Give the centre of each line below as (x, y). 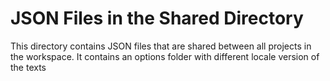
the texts (28, 67)
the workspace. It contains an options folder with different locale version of (165, 56)
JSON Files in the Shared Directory (157, 18)
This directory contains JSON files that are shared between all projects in (161, 46)
